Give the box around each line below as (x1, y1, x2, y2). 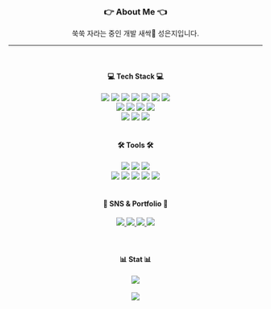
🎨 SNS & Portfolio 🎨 (102, 199, 169, 209)
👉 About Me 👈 (103, 6, 168, 17)
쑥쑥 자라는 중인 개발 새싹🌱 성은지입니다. (72, 28, 199, 38)
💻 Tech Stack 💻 (107, 71, 164, 81)
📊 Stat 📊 (119, 254, 152, 264)
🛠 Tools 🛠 (117, 140, 154, 150)
